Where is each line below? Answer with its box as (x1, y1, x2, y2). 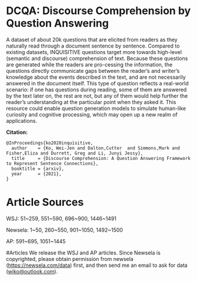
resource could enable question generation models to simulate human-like (6, 105, 186, 112)
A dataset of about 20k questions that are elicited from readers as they (6, 36, 178, 43)
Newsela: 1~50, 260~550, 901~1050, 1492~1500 (6, 226, 123, 233)
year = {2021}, (11, 170, 62, 177)
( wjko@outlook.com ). (6, 267, 58, 275)
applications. (6, 117, 37, 124)
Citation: (6, 128, 28, 136)
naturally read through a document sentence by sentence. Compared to (6, 42, 180, 49)
